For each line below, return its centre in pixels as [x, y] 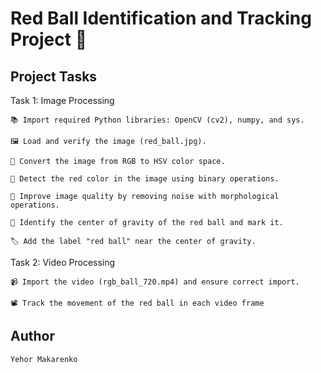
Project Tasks [54, 76]
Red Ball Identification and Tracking [161, 18]
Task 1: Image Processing [62, 100]
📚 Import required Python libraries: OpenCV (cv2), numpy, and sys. [157, 120]
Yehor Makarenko [44, 359]
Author [32, 336]
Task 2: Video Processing [63, 262]
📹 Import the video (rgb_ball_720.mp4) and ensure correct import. [155, 282]
